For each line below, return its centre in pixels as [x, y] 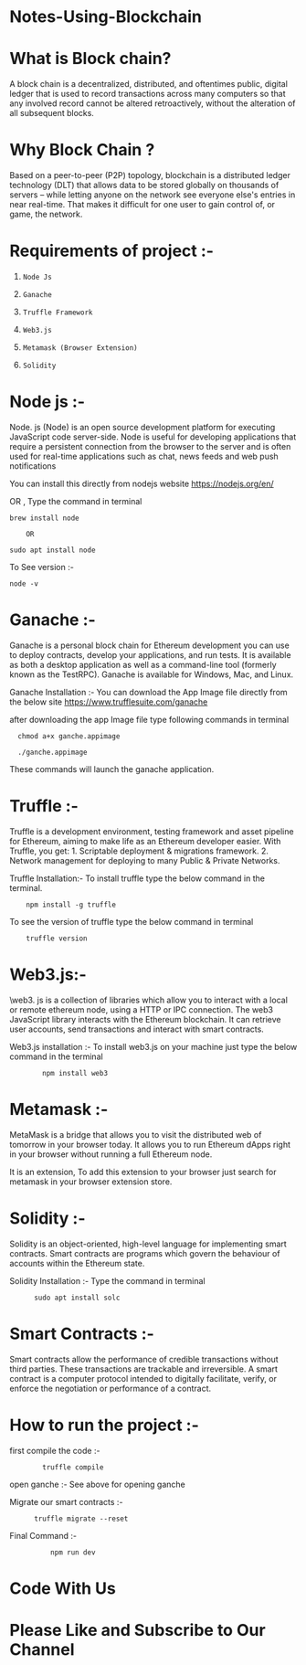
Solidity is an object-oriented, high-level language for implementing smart [148, 1244]
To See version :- [42, 567]
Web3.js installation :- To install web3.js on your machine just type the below [153, 1046]
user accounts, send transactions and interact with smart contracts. [137, 1029]
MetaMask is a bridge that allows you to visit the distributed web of [136, 1134]
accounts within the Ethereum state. [77, 1263]
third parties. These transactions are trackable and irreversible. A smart [144, 1369]
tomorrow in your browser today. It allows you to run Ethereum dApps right [150, 1144]
